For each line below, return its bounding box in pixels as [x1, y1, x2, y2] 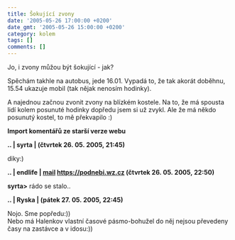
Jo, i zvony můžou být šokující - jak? [7, 63, 114, 71]
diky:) [7, 154, 24, 163]
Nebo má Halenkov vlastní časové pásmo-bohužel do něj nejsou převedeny [7, 217, 229, 225]
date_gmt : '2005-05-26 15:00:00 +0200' [7, 23, 126, 31]
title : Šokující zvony [7, 10, 75, 18]
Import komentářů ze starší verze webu [7, 127, 126, 135]
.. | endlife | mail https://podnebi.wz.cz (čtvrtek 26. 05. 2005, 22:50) [7, 168, 215, 176]
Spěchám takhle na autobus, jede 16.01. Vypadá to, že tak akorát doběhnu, [7, 77, 226, 85]
